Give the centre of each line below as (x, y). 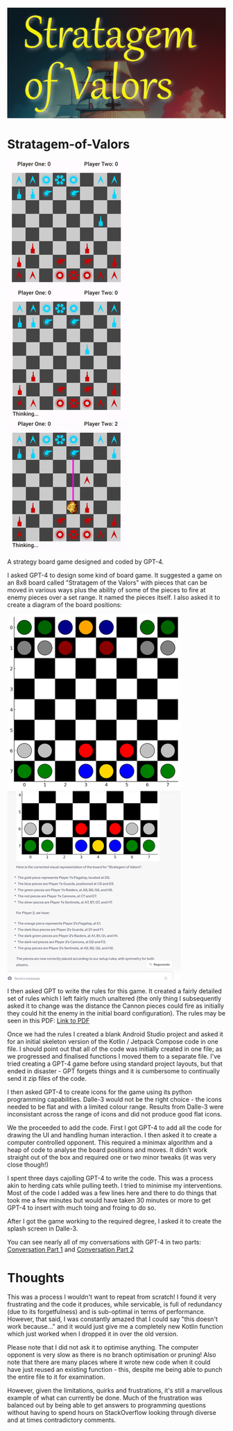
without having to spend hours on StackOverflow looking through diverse (112, 1413)
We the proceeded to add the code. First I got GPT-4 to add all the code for (115, 1128)
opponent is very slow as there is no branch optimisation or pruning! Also (112, 1355)
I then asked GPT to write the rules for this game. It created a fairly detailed (114, 991)
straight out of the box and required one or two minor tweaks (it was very (112, 1157)
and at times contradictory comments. (62, 1420)
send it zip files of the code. (47, 1079)
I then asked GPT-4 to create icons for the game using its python (100, 1092)
